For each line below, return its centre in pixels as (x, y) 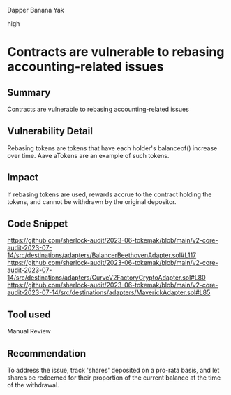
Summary (29, 93)
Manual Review (29, 331)
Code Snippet (38, 224)
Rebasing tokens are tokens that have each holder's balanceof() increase (112, 148)
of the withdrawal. (33, 385)
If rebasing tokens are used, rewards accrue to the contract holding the (110, 194)
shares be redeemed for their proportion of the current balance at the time (114, 378)
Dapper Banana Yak (36, 10)
